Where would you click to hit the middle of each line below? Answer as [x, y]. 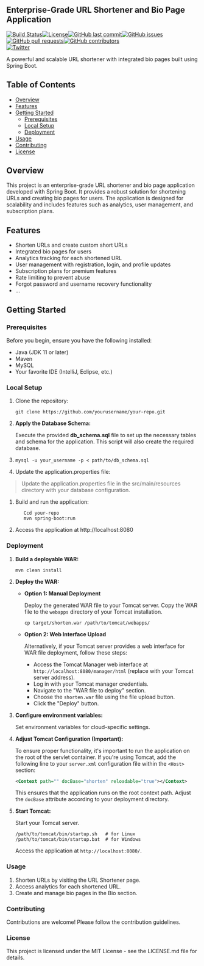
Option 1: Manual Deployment [62, 593]
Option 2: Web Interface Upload [65, 634]
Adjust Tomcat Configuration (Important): [69, 739]
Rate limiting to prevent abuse [52, 278]
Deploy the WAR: [37, 581]
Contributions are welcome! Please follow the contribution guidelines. [93, 922]
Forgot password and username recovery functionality [83, 284]
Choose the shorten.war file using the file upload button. [104, 697]
